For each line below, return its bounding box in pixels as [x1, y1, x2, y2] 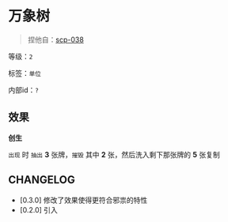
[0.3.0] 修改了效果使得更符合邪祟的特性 [19, 195, 148, 205]
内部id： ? [8, 85, 40, 95]
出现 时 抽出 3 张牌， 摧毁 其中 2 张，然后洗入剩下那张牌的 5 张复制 [8, 149, 220, 159]
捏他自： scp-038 [27, 35, 85, 44]
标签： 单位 [8, 68, 41, 77]
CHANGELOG [8, 173, 75, 186]
